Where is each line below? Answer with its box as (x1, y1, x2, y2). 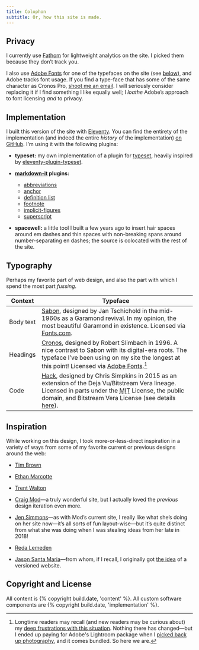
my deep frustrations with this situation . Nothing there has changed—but (14, 624, 192, 632)
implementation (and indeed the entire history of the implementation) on (6, 134, 182, 141)
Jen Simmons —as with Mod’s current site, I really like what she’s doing (14, 514, 188, 521)
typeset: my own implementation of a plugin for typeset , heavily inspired (14, 152, 193, 159)
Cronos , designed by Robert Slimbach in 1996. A (41, 338, 178, 347)
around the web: (6, 450, 46, 457)
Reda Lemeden (14, 544, 52, 551)
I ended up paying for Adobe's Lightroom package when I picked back (14, 630, 187, 638)
